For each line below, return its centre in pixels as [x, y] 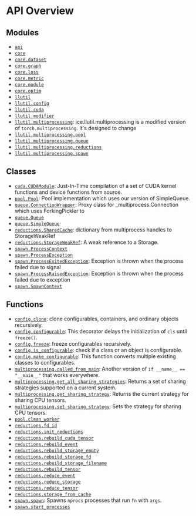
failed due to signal [38, 267]
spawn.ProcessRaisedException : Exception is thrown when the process [99, 273]
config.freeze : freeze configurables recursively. [73, 343]
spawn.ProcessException [44, 255]
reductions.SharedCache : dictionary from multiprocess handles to [93, 229]
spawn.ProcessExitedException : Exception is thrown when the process [99, 261]
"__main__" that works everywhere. [57, 375]
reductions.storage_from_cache [53, 494]
